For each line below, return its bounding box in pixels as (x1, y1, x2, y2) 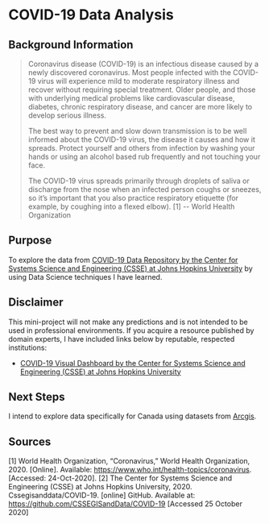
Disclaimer (8, 296, 64, 310)
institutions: (8, 343, 47, 352)
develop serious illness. (27, 110, 107, 120)
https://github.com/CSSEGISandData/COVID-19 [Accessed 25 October (8, 499, 243, 509)
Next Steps (8, 390, 65, 404)
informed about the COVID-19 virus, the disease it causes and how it (27, 135, 255, 144)
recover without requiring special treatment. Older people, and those (27, 85, 256, 94)
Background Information (8, 38, 134, 52)
